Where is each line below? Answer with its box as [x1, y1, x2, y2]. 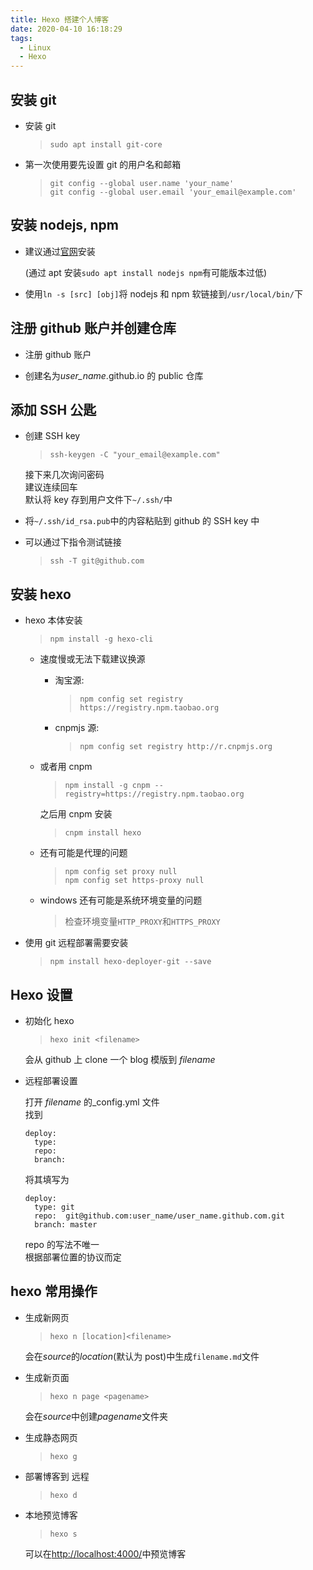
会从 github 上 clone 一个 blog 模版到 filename [24, 1054, 216, 1065]
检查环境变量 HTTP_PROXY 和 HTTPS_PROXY [64, 916, 221, 928]
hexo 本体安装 [24, 614, 83, 626]
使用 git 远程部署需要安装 [24, 937, 129, 949]
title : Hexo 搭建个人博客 [10, 14, 110, 25]
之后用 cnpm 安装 [39, 808, 113, 820]
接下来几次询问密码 [24, 469, 105, 481]
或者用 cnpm [39, 761, 93, 773]
